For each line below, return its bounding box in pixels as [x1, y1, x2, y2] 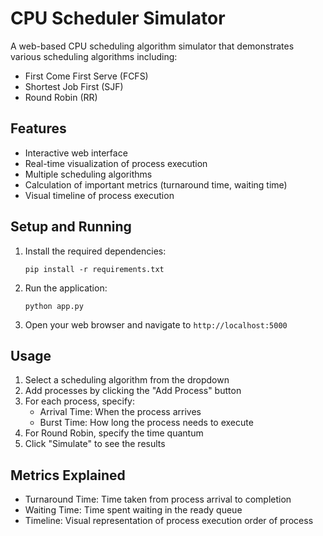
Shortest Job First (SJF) [24, 80, 124, 92]
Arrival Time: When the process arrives [39, 406, 202, 418]
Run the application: [24, 282, 108, 294]
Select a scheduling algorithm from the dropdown [24, 374, 230, 386]
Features [10, 120, 67, 137]
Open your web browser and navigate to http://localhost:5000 [24, 318, 288, 331]
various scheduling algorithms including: [10, 50, 178, 62]
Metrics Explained [10, 467, 126, 484]
